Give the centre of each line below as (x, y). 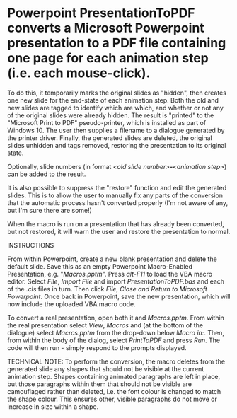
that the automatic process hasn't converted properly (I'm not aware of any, (118, 202)
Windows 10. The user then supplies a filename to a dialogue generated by (116, 130)
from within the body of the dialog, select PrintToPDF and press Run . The (114, 340)
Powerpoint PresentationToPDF (102, 13)
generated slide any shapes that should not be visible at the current (106, 368)
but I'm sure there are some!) (50, 210)
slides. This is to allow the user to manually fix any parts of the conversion (115, 195)
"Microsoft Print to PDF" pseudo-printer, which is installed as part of (107, 122)
